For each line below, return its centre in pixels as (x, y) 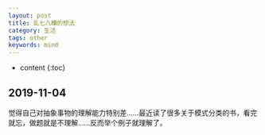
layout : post (30, 15)
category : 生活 (32, 30)
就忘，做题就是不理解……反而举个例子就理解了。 (88, 122)
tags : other (28, 38)
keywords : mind (33, 45)
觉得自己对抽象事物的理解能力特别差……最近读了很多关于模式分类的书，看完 (133, 113)
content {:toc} (43, 67)
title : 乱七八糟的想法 (42, 23)
